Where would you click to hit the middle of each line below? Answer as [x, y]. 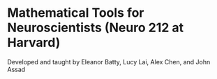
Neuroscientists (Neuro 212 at [96, 28]
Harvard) [34, 43]
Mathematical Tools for [76, 13]
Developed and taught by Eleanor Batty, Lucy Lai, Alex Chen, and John [109, 62]
